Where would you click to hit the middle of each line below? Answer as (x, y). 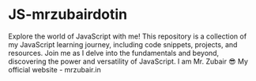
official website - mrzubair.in (55, 69)
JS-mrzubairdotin (68, 15)
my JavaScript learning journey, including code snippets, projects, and (123, 44)
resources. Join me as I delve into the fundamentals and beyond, (114, 53)
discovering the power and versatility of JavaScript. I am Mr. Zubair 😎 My (128, 61)
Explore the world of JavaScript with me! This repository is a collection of (128, 36)
